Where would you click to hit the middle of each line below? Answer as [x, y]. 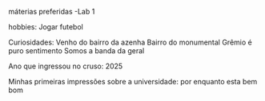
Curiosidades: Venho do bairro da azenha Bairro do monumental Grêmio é [130, 42]
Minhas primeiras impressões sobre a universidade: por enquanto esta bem [133, 82]
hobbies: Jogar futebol [46, 27]
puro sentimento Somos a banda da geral [76, 50]
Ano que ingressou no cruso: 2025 [66, 66]
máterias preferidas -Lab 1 [52, 12]
